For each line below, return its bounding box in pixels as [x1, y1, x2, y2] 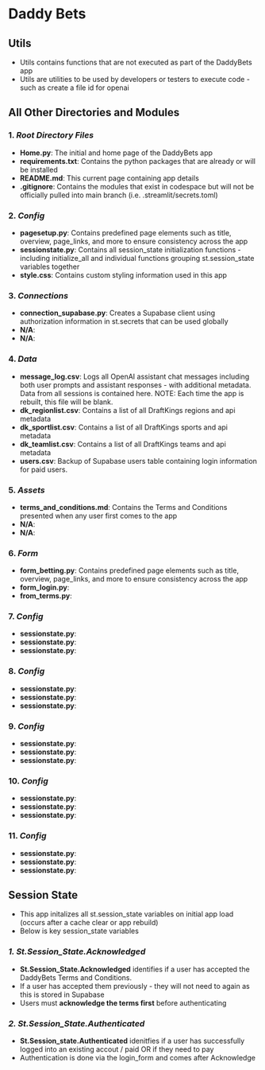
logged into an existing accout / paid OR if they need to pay [19, 1045, 214, 1054]
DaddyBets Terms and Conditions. [19, 972, 132, 982]
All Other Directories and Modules [8, 106, 180, 119]
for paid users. [19, 465, 68, 474]
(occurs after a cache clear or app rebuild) [19, 918, 159, 928]
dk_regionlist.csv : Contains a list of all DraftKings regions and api [19, 405, 236, 414]
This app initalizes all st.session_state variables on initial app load [19, 909, 234, 919]
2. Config [8, 210, 45, 221]
